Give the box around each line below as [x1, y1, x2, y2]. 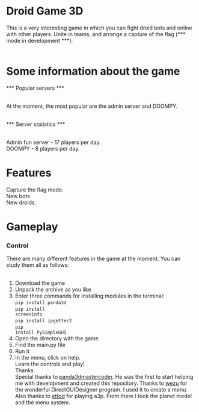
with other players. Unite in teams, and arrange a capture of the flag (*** [6, 30, 186, 37]
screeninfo [14, 311, 43, 317]
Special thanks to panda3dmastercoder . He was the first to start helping [14, 373, 194, 381]
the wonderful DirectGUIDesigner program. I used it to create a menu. [14, 386, 188, 393]
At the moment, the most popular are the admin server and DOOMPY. [6, 102, 178, 110]
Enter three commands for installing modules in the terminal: [14, 292, 165, 299]
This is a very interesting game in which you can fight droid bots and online [6, 24, 192, 31]
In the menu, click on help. [14, 354, 81, 361]
